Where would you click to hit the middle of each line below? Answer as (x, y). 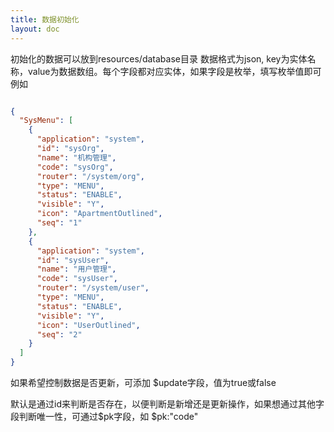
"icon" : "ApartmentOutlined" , (99, 214)
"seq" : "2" (59, 334)
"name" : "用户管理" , (76, 269)
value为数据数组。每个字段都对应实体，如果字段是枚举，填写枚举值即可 (174, 71)
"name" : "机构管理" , (76, 157)
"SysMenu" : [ (46, 121)
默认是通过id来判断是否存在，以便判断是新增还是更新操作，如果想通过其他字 (167, 404)
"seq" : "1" (59, 223)
